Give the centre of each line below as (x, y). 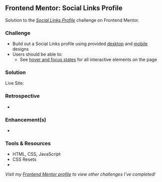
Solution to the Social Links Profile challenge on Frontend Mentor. (72, 20)
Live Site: (15, 83)
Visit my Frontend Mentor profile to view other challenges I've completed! (80, 174)
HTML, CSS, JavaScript (37, 154)
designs (20, 49)
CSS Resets (24, 159)
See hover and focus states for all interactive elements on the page (88, 60)
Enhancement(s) (26, 120)
